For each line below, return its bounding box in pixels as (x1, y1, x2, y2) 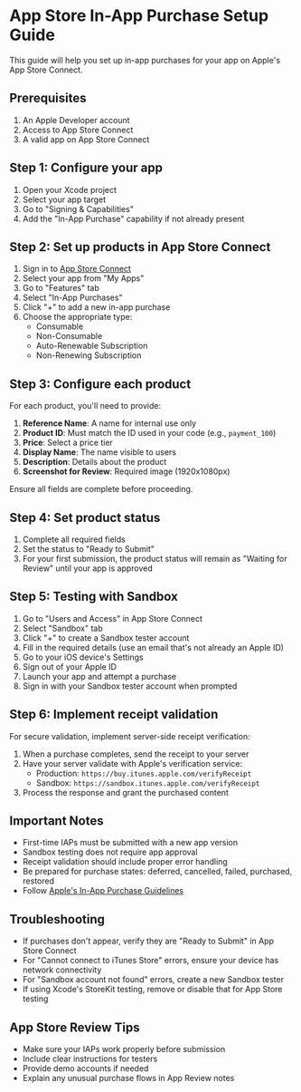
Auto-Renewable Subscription (35, 341, 148, 352)
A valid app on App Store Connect (22, 133, 150, 145)
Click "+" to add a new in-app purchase (22, 302, 171, 313)
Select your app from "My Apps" (22, 273, 145, 284)
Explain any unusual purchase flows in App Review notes (22, 1073, 235, 1084)
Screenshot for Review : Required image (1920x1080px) (22, 466, 230, 477)
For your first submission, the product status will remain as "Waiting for (22, 554, 287, 564)
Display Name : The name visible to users (22, 447, 176, 458)
